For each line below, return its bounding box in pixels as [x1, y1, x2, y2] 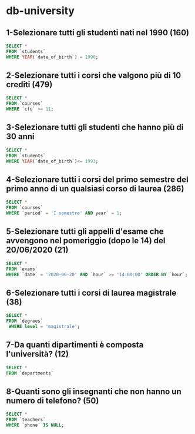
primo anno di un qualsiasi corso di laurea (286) [6, 184, 184, 194]
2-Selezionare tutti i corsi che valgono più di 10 [6, 71, 181, 81]
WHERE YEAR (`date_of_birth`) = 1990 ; [6, 54, 99, 60]
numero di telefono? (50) [6, 396, 99, 406]
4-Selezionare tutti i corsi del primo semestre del [6, 174, 189, 184]
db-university [6, 4, 75, 18]
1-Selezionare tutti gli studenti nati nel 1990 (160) [6, 28, 190, 38]
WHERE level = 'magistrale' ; [8, 323, 80, 329]
